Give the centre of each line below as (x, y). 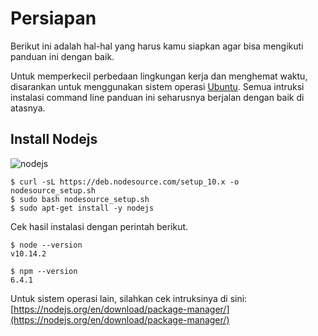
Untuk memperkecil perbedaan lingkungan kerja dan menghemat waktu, (159, 76)
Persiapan (53, 18)
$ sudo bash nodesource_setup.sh (80, 199)
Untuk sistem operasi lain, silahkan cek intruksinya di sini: (129, 298)
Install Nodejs (54, 139)
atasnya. (28, 108)
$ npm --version (44, 271)
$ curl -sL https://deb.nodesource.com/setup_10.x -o (125, 182)
